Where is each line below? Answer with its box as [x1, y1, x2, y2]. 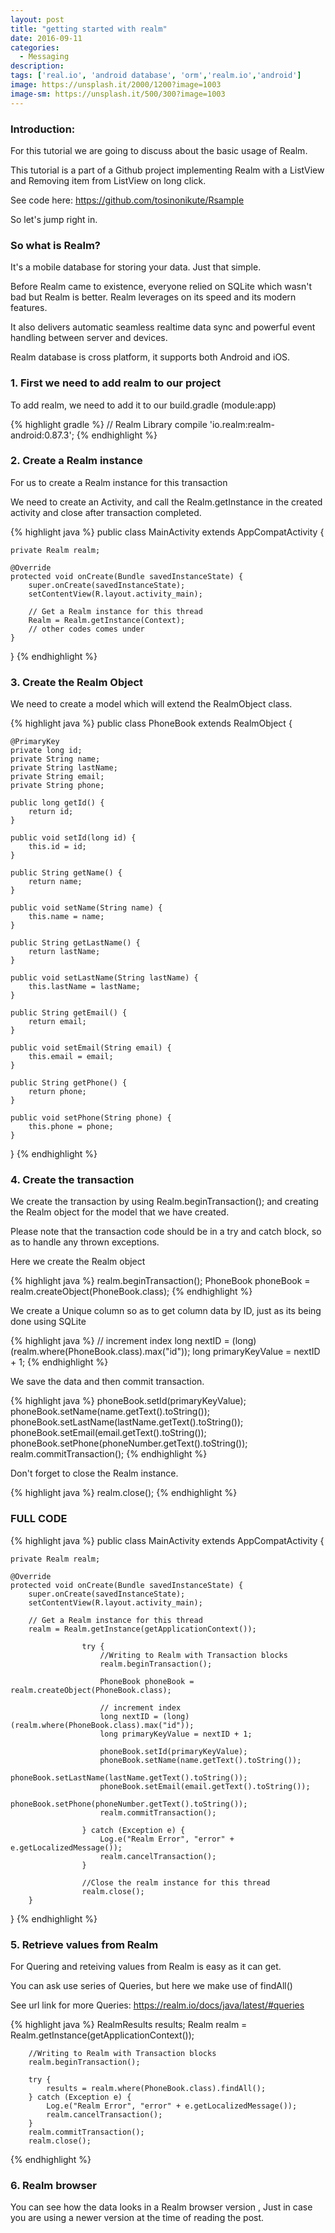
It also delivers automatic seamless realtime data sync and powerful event [10, 321, 316, 333]
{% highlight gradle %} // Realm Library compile [10, 418, 208, 430]
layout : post [10, 14, 65, 25]
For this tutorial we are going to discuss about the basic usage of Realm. [10, 144, 308, 156]
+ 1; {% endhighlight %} [10, 1356, 109, 1368]
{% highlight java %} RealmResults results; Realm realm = [10, 2019, 248, 2030]
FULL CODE [10, 1512, 68, 1526]
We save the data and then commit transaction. [10, 1376, 205, 1388]
